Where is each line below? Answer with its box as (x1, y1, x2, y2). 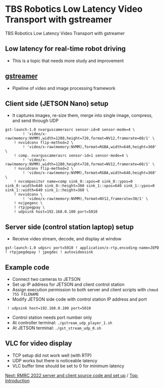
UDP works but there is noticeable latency (12, 357, 98, 363)
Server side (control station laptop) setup (5, 223, 134, 231)
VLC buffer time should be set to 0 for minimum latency (12, 363, 124, 369)
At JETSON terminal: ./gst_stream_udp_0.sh (12, 325, 102, 331)
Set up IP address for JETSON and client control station (12, 281, 125, 287)
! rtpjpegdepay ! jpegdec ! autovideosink (5, 250, 93, 255)
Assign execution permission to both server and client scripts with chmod (12, 287, 159, 292)
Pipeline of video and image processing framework (12, 85, 116, 91)
